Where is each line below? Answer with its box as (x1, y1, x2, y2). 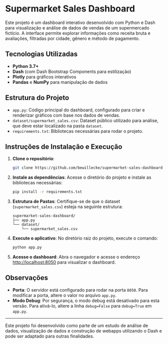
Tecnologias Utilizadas (5, 50, 78, 58)
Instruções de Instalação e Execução (5, 142, 122, 151)
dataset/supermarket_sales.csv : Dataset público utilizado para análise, (12, 117, 158, 123)
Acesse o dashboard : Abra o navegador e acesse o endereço (12, 254, 140, 260)
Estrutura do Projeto (5, 93, 69, 102)
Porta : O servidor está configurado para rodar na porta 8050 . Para (12, 287, 148, 293)
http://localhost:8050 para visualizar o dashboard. (12, 259, 116, 265)
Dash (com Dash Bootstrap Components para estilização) (12, 68, 131, 74)
